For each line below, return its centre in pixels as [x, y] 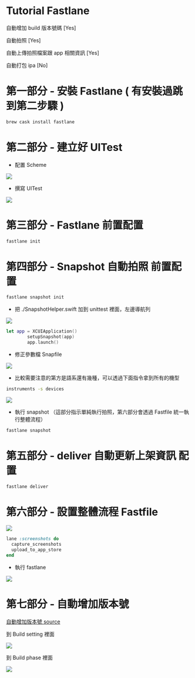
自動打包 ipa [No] [27, 65]
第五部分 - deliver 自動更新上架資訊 [91, 456]
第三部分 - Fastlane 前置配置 [75, 225]
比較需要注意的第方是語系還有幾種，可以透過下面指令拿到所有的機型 [97, 378]
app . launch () [43, 343]
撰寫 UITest [28, 188]
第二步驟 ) [41, 106]
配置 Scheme [31, 165]
